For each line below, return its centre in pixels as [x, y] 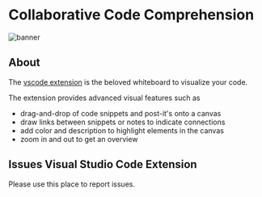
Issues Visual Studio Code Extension [103, 164]
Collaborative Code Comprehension [131, 15]
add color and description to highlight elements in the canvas [122, 130]
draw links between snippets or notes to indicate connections [123, 122]
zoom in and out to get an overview [79, 139]
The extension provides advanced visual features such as [104, 98]
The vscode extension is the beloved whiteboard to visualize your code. [128, 82]
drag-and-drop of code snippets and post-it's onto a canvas [120, 113]
